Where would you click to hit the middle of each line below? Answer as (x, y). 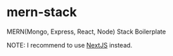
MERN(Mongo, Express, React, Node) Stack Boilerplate (86, 31)
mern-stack (42, 12)
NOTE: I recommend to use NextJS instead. (70, 45)
